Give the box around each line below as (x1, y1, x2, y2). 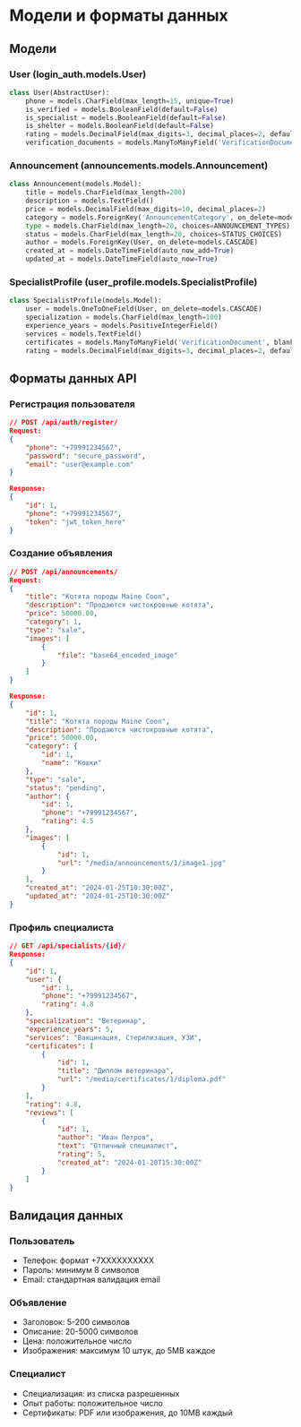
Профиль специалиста (9, 921, 114, 933)
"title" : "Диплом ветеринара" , (56, 1067, 175, 1076)
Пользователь (9, 1234, 75, 1247)
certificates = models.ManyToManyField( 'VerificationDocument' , (25, 338, 271, 347)
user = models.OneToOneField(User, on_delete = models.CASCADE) (25, 305, 262, 314)
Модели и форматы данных (9, 5, 228, 26)
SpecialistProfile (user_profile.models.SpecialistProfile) (9, 275, 258, 288)
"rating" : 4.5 (41, 817, 94, 826)
